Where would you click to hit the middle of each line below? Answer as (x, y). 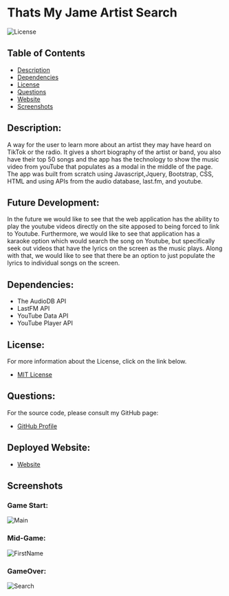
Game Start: (28, 505)
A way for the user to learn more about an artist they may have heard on (109, 144)
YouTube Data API (43, 316)
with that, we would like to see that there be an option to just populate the (111, 256)
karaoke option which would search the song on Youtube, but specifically (111, 241)
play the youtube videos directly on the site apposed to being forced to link (113, 227)
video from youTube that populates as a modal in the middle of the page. (110, 166)
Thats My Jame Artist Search (92, 13)
